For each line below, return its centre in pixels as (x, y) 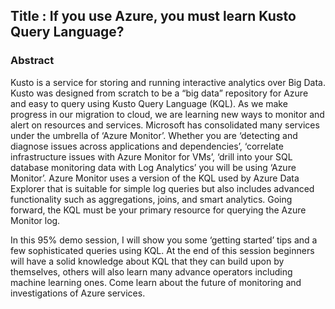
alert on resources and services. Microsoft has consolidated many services (165, 125)
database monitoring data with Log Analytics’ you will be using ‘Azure (153, 167)
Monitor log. (35, 220)
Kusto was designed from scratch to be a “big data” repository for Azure (159, 93)
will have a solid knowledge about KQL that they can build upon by (147, 261)
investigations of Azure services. (78, 293)
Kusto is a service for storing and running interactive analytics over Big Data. (168, 82)
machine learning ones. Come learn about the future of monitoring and (156, 282)
